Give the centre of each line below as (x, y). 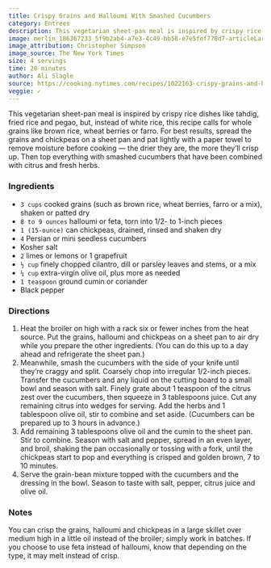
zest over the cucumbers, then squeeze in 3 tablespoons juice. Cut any (138, 397)
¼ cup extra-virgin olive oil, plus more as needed (100, 272)
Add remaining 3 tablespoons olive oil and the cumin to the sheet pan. (136, 431)
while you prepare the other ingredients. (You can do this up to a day (134, 345)
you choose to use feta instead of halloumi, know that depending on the (128, 547)
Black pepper (42, 290)
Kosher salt (39, 246)
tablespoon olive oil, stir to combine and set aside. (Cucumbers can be (138, 414)
